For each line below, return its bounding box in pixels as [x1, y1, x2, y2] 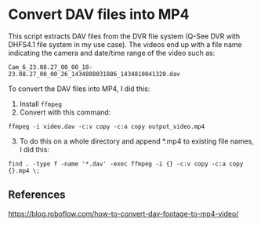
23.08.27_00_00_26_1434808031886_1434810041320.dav [8, 70, 180, 78]
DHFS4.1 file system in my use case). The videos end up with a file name [8, 39, 242, 49]
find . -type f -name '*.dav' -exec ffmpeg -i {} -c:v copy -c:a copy [8, 159, 244, 168]
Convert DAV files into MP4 [8, 5, 190, 24]
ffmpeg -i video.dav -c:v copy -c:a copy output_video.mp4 [8, 122, 205, 130]
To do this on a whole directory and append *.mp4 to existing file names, [19, 136, 255, 146]
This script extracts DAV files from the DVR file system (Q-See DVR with [8, 31, 241, 41]
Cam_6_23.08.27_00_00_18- [8, 63, 92, 71]
